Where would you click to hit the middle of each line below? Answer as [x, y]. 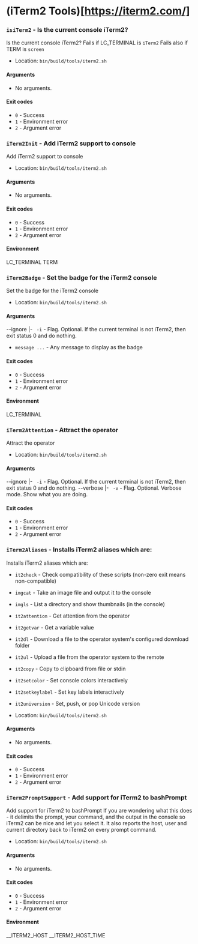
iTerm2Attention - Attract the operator [62, 430]
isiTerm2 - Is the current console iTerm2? [67, 30]
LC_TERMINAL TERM [32, 262]
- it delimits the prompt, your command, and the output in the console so [96, 817]
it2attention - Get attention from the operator [72, 616]
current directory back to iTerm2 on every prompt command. [82, 830]
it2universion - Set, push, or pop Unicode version [77, 703]
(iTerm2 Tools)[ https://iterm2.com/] [98, 11]
